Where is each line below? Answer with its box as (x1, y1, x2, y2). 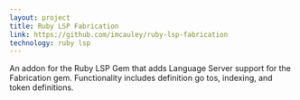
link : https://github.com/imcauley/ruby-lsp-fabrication (9, 30, 229, 39)
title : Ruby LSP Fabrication (9, 22, 119, 31)
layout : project (9, 13, 70, 23)
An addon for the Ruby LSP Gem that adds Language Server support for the (9, 63, 292, 74)
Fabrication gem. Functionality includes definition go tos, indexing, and (9, 73, 273, 84)
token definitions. (9, 82, 74, 93)
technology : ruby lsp (9, 38, 91, 48)
